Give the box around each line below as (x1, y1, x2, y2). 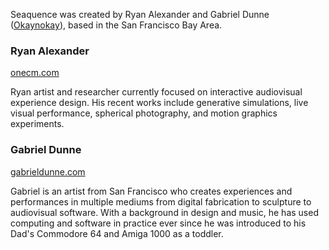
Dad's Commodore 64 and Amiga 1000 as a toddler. (10, 227, 224, 239)
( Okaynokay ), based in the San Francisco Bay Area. (10, 19, 223, 31)
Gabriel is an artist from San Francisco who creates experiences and (10, 185, 293, 197)
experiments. (10, 118, 65, 130)
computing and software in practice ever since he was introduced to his (10, 217, 307, 229)
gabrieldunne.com (10, 165, 86, 178)
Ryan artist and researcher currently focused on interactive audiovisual (10, 86, 303, 98)
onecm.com (10, 67, 60, 79)
